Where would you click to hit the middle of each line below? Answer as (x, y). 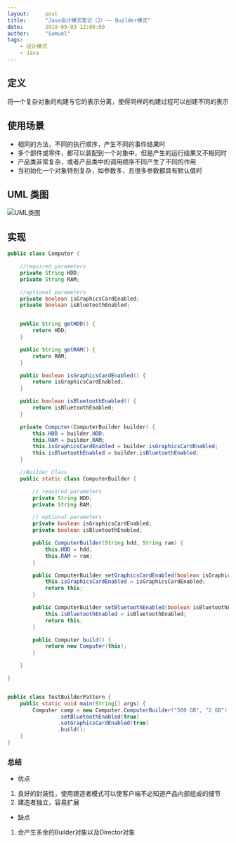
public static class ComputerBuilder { (78, 478)
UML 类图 (28, 194)
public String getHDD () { (58, 324)
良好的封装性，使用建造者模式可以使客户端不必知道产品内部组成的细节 (119, 794)
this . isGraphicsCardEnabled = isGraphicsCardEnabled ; (125, 582)
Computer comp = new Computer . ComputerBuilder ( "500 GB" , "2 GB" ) (130, 710)
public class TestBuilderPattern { (59, 697)
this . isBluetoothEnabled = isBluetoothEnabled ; (116, 614)
